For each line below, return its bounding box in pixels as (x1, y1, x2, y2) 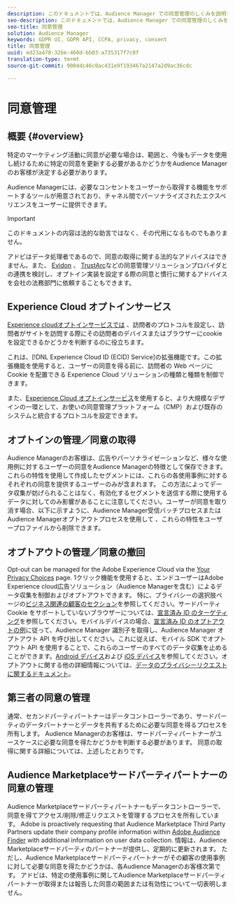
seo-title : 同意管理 (7, 23, 63, 30)
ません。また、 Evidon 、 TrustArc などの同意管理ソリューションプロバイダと (7, 261, 228, 269)
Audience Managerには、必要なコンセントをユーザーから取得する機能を (7, 182, 215, 191)
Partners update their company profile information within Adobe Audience (7, 828, 220, 836)
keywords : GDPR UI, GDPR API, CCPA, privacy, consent (7, 36, 168, 43)
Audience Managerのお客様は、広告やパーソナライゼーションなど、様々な (7, 454, 222, 462)
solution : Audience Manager (7, 29, 90, 37)
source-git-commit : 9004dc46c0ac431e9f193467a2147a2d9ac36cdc (7, 62, 192, 69)
